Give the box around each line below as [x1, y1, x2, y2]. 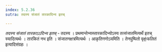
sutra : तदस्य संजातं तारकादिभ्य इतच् [5, 12, 65, 17]
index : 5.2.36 [5, 7, 35, 12]
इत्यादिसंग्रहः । [5, 41, 28, 47]
